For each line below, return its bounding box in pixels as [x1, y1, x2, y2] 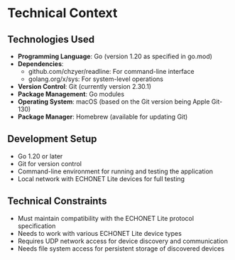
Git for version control [17, 159, 82, 168]
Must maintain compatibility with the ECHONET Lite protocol [17, 214, 194, 222]
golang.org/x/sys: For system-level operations [28, 75, 164, 83]
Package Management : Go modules [17, 90, 125, 98]
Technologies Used [7, 33, 94, 45]
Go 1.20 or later [17, 151, 63, 161]
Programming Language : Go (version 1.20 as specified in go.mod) [17, 52, 213, 60]
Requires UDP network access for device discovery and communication [17, 237, 229, 245]
